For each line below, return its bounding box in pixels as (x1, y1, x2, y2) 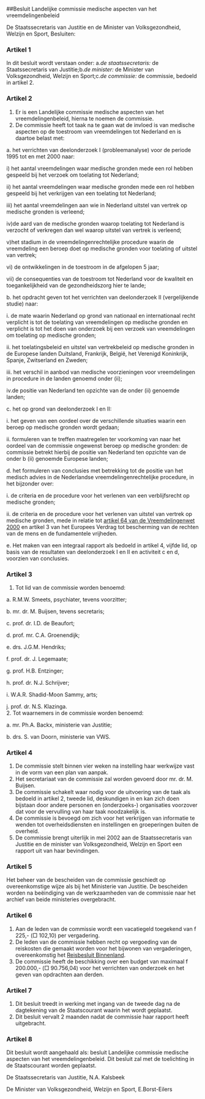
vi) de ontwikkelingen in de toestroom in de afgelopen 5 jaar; (6, 263, 159, 271)
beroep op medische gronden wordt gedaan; (6, 423, 119, 431)
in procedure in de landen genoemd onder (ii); (6, 374, 122, 382)
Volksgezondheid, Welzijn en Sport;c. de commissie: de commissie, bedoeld (6, 72, 197, 80)
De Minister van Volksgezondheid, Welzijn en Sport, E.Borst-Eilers (6, 1086, 173, 1093)
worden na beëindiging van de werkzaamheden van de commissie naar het (6, 889, 196, 897)
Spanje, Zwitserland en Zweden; (6, 356, 88, 364)
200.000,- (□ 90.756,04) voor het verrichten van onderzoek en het (15, 964, 185, 971)
